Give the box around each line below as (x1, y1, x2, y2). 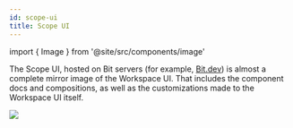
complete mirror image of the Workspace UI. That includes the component (9, 73, 284, 83)
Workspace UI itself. (9, 91, 84, 103)
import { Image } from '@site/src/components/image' (9, 46, 205, 56)
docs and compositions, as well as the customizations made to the (9, 82, 255, 93)
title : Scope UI (9, 21, 70, 30)
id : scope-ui (9, 13, 58, 22)
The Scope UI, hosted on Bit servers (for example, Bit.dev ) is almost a (9, 64, 266, 74)
